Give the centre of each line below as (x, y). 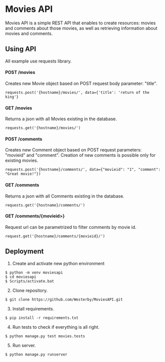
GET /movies (19, 108)
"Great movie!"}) (23, 174)
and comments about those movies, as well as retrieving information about (81, 28)
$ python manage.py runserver (36, 354)
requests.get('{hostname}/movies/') (43, 128)
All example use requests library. (38, 61)
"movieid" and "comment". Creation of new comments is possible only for (81, 155)
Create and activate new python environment (58, 263)
